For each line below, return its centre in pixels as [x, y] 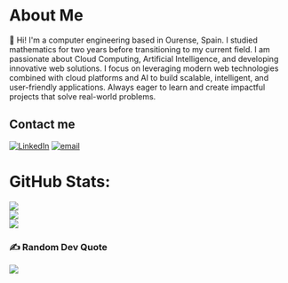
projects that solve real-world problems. [83, 96]
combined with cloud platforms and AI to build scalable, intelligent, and [139, 77]
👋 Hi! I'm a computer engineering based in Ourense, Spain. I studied [133, 40]
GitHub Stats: [60, 181]
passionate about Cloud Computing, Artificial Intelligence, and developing [144, 59]
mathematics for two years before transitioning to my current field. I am [140, 49]
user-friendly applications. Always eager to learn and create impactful [137, 87]
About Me [46, 16]
